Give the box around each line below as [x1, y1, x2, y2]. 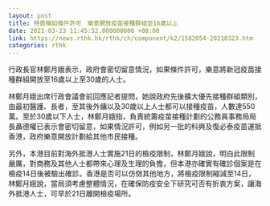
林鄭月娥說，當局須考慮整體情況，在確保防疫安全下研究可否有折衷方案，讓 [8, 179, 255, 188]
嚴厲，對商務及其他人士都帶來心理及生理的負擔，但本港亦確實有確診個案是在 [8, 159, 262, 168]
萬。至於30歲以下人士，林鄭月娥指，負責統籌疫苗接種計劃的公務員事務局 [8, 111, 250, 121]
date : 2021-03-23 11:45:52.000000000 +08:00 [8, 26, 160, 34]
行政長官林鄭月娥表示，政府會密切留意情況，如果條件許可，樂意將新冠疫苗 [8, 65, 255, 75]
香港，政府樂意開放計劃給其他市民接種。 [8, 131, 142, 141]
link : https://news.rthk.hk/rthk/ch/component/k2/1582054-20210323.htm [8, 34, 253, 42]
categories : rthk [8, 42, 67, 50]
